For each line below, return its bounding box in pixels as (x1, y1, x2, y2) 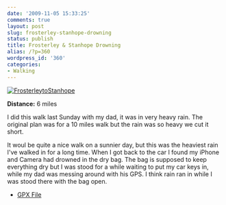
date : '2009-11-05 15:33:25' (7, 10, 90, 17)
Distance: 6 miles (7, 99, 58, 108)
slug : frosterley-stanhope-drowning (7, 29, 112, 36)
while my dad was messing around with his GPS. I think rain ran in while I (7, 169, 212, 178)
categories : (7, 61, 41, 68)
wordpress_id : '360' (7, 55, 66, 62)
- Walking (7, 67, 36, 74)
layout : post (7, 23, 45, 29)
